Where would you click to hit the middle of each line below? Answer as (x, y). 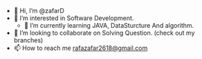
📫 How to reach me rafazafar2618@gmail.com (81, 48)
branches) (28, 40)
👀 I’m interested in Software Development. (74, 18)
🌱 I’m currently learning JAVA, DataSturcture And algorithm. (109, 25)
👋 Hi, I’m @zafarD (39, 11)
